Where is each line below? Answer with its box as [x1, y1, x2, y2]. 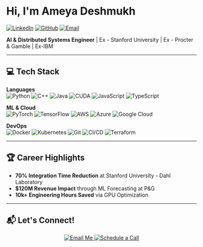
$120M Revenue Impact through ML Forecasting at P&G [14, 184, 155, 192]
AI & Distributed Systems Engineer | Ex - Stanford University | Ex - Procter [6, 36, 193, 43]
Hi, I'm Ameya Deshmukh [6, 4, 136, 18]
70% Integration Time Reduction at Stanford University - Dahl [14, 172, 171, 179]
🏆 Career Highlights [6, 153, 85, 163]
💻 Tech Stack [6, 67, 60, 77]
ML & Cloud [6, 104, 36, 111]
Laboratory [14, 178, 43, 186]
